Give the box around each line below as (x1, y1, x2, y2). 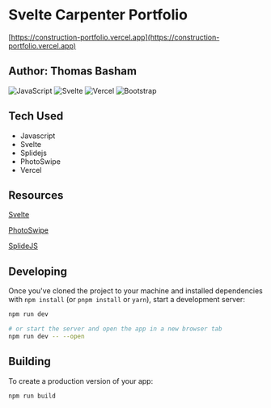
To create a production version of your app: (8, 376, 154, 385)
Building (8, 355, 51, 368)
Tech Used (8, 109, 64, 123)
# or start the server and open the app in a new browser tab (8, 325, 222, 333)
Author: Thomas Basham (8, 65, 138, 78)
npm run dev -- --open (8, 332, 85, 340)
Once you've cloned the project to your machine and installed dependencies (8, 286, 263, 296)
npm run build (8, 392, 57, 400)
